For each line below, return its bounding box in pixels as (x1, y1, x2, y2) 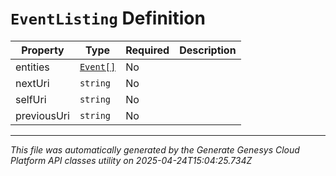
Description (179, 43, 237, 57)
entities (15, 60, 50, 74)
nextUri (15, 76, 50, 90)
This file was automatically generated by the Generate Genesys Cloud (10, 143, 300, 156)
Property (21, 43, 65, 57)
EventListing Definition (10, 7, 206, 30)
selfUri (15, 92, 47, 106)
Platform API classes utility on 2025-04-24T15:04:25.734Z (10, 154, 253, 166)
